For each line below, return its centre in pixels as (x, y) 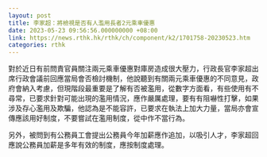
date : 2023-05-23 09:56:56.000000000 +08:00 (83, 30)
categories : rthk (37, 45)
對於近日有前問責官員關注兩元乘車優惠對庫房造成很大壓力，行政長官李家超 (130, 69)
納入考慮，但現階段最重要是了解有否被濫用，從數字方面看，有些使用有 (137, 89)
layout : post (30, 15)
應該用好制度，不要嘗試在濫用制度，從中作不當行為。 (102, 118)
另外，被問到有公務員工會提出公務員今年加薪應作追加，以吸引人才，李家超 (130, 135)
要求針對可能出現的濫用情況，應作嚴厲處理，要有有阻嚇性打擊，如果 (147, 98)
